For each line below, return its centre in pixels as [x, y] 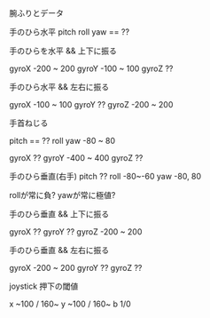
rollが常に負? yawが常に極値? [62, 195]
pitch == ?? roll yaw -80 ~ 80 [62, 141]
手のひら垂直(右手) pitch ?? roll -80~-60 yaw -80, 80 [105, 176]
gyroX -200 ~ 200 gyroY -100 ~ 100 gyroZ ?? [91, 68]
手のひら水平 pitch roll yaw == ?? [70, 32]
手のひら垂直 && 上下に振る [59, 214]
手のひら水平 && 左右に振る [59, 87]
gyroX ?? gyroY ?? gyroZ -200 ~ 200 [76, 232]
